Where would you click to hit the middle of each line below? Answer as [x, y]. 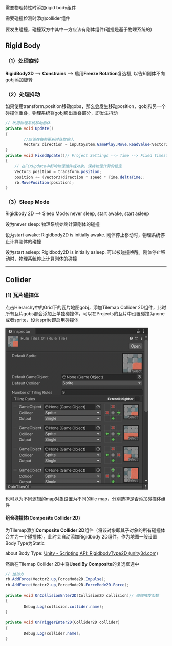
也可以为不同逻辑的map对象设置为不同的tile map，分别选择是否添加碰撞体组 [85, 499]
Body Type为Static [25, 543]
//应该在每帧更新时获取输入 [49, 139]
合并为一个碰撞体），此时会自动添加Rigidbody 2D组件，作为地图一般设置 [81, 536]
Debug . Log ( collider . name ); [52, 634]
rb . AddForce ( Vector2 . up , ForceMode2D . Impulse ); [56, 579]
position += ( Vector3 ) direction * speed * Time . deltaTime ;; [80, 177]
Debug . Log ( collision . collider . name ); [64, 606]
